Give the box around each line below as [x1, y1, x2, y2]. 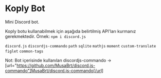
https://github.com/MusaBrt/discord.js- [17, 62, 96, 68]
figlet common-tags [5, 49, 44, 54]
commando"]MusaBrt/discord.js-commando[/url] [5, 67, 104, 73]
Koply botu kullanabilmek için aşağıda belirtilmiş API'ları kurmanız [5, 28, 136, 34]
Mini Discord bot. [5, 19, 40, 25]
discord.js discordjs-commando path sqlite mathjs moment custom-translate [5, 44, 157, 48]
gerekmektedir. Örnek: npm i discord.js [5, 33, 86, 39]
